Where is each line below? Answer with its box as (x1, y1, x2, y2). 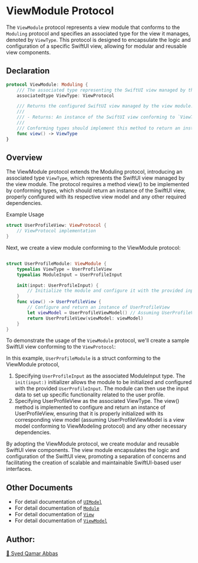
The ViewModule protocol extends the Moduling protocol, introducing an (6, 168, 183, 175)
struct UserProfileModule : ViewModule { (6, 261, 107, 266)
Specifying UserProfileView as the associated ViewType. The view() (14, 398, 180, 405)
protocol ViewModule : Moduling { (6, 82, 88, 87)
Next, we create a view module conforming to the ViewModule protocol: (6, 244, 181, 251)
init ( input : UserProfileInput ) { (16, 282, 99, 288)
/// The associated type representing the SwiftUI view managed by (16, 87, 186, 93)
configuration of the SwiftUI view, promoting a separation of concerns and (6, 453, 187, 460)
